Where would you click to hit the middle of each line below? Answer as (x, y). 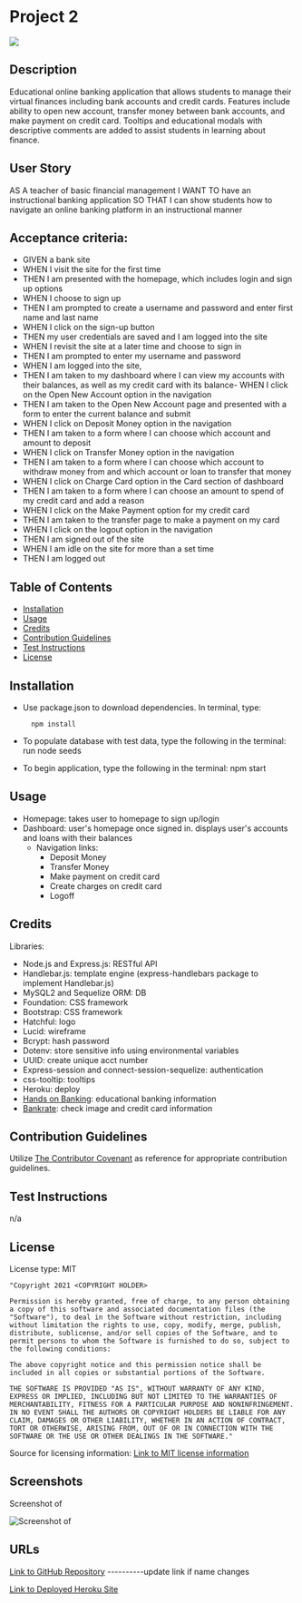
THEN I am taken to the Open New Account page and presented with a (155, 405)
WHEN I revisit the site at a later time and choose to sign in (132, 347)
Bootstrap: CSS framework (73, 1012)
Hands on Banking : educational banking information (119, 1099)
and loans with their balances (78, 837)
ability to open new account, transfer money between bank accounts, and (147, 111)
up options (43, 288)
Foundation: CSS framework (75, 1002)
